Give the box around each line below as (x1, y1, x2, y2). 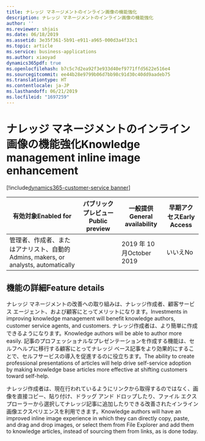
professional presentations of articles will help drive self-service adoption (6, 359, 192, 367)
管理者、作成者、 (9, 235, 59, 244)
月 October (121, 248, 151, 257)
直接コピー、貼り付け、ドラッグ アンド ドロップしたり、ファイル (16, 392, 180, 400)
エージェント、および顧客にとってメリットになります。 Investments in (13, 307, 188, 315)
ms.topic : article (6, 43, 53, 49)
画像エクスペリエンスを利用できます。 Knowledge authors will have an (6, 407, 182, 415)
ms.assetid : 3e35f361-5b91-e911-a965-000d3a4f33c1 (6, 37, 138, 43)
